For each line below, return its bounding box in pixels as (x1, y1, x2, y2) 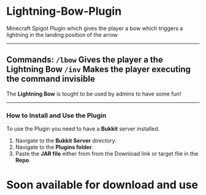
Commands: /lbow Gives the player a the (6, 55, 164, 65)
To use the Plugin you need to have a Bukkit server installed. (6, 125, 160, 132)
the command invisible (6, 74, 95, 84)
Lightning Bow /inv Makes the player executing (6, 64, 191, 75)
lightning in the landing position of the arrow (6, 31, 118, 38)
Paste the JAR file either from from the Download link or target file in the (15, 150, 199, 158)
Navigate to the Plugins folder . (15, 143, 94, 151)
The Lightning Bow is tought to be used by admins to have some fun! (6, 90, 181, 97)
